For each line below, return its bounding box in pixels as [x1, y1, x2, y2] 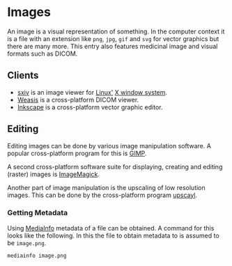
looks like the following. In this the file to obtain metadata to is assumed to [7, 231, 219, 240]
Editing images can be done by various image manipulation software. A [7, 141, 211, 150]
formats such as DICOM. [7, 49, 78, 58]
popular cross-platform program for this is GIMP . [7, 149, 147, 157]
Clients [7, 70, 39, 81]
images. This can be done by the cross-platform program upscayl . [7, 191, 197, 199]
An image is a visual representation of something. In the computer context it [7, 27, 225, 36]
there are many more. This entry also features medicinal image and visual [7, 42, 218, 50]
